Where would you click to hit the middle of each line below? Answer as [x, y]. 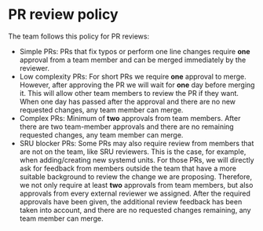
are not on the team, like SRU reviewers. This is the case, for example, [133, 152]
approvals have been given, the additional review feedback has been [131, 201]
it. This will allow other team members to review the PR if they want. [129, 93]
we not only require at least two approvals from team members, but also [136, 185]
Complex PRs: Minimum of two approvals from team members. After [130, 118]
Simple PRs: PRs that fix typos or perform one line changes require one [135, 51]
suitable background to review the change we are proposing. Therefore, [136, 176]
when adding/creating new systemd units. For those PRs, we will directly [137, 159]
